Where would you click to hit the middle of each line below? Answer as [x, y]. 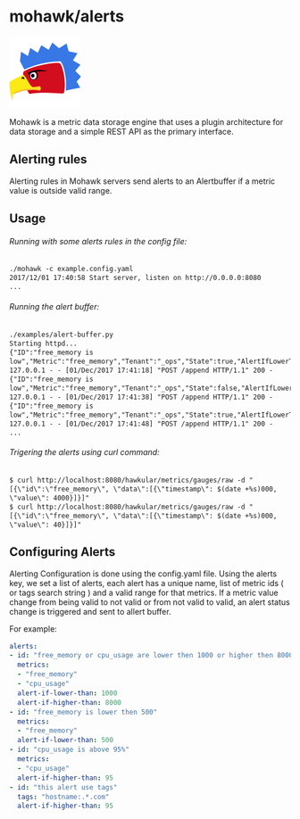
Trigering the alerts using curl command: [84, 452]
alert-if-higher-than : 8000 [70, 702]
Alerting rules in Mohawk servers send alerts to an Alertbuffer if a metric [142, 181]
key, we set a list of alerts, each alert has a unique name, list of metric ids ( [146, 583]
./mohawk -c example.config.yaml [71, 269]
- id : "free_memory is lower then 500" [83, 712]
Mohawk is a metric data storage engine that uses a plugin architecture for [146, 121]
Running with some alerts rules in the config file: [98, 241]
